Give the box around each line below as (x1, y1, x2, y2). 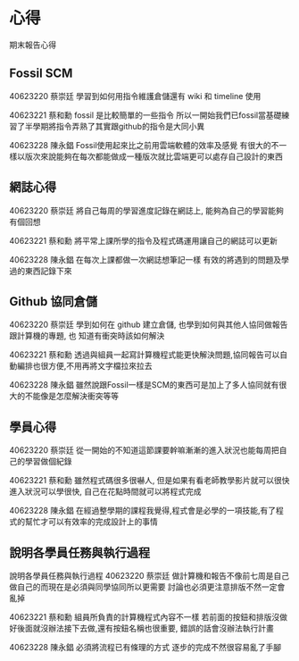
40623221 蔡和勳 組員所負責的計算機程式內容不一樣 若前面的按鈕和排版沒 (9, 612, 280, 622)
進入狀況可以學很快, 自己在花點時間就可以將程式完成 (9, 486, 202, 497)
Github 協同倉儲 (9, 294, 98, 309)
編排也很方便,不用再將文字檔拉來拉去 (16, 361, 154, 372)
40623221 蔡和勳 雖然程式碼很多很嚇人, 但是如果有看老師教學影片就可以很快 (9, 475, 290, 486)
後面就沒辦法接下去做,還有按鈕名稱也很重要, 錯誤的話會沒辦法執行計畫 (16, 623, 275, 633)
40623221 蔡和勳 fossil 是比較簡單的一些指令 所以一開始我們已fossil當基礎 (9, 109, 282, 121)
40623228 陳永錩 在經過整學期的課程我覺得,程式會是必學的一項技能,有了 (9, 506, 277, 516)
